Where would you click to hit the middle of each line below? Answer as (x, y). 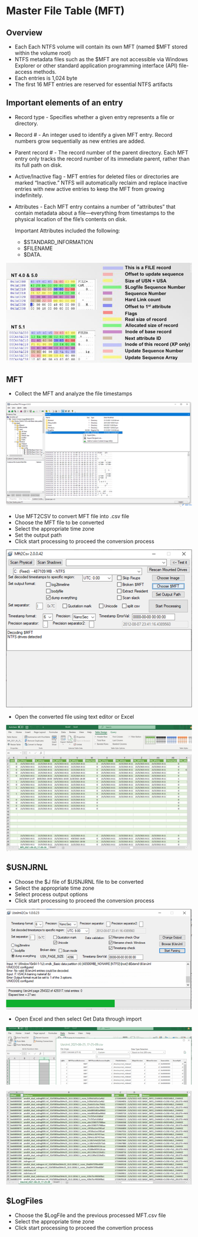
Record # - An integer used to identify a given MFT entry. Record (93, 134)
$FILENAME (38, 248)
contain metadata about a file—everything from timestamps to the (95, 213)
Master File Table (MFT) (65, 11)
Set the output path (38, 535)
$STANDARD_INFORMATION (58, 242)
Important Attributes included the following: (67, 231)
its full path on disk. (39, 165)
